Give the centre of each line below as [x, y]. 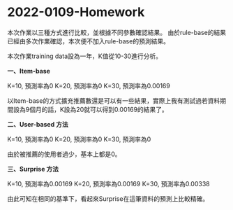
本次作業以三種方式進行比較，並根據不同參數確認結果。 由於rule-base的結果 [117, 32]
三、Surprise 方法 [33, 169]
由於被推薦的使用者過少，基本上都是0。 [64, 154]
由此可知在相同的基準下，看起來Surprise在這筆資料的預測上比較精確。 [108, 198]
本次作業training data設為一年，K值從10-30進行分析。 [85, 56]
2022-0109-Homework [76, 12]
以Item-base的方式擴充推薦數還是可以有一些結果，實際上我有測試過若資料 [114, 100]
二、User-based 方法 [38, 124]
